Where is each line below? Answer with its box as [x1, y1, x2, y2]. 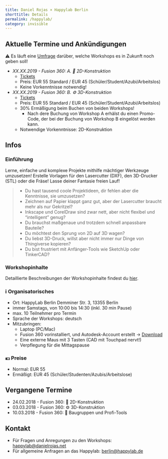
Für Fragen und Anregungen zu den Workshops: [12, 437, 112, 443]
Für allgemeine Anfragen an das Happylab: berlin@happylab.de [12, 448, 143, 454]
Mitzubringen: [12, 321, 41, 327]
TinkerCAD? [24, 251, 50, 257]
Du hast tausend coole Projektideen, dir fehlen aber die [24, 187, 139, 193]
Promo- [139, 110, 155, 116]
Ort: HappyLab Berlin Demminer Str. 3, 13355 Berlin [12, 299, 118, 305]
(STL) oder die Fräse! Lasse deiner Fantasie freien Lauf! [5, 178, 120, 184]
